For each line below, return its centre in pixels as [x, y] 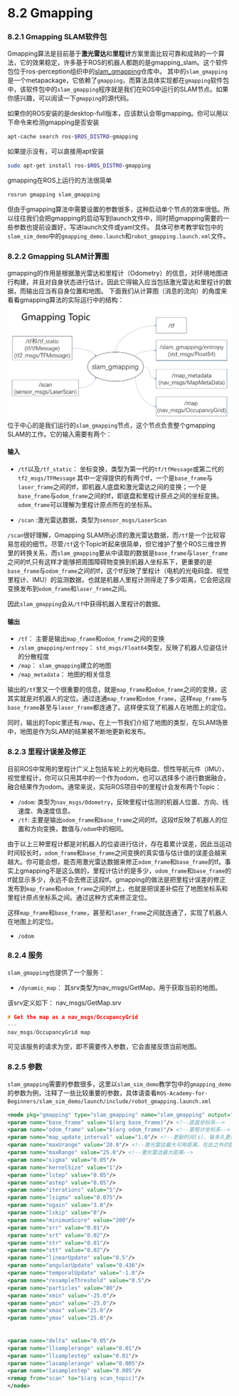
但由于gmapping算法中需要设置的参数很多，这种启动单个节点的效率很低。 [116, 209]
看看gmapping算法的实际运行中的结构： [66, 300]
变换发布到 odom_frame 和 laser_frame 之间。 [69, 589]
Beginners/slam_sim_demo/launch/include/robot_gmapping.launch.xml [110, 1101]
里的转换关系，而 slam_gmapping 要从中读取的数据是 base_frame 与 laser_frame [118, 553]
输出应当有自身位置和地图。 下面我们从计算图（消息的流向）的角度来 [127, 291]
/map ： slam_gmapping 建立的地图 [64, 666]
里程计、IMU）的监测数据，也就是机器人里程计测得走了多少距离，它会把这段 [119, 580]
